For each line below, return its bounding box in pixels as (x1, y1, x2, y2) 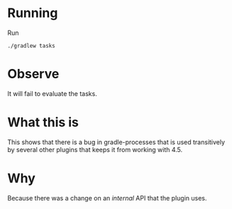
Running (7, 5, 58, 21)
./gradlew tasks (7, 42, 55, 49)
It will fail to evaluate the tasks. (7, 89, 97, 97)
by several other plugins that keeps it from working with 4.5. (7, 145, 183, 154)
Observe (7, 66, 60, 82)
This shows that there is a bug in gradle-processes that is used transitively (7, 137, 226, 146)
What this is (7, 114, 79, 131)
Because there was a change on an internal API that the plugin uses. (7, 193, 207, 202)
